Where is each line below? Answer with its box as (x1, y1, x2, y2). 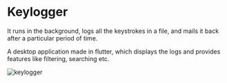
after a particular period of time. (7, 34, 98, 42)
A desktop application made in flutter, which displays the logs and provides (7, 47, 221, 56)
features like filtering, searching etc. (7, 54, 110, 62)
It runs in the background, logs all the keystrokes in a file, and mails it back (7, 27, 219, 35)
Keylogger (7, 4, 68, 20)
